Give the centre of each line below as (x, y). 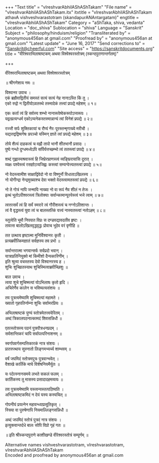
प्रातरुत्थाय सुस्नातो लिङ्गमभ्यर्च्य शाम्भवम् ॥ (38, 349)
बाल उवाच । (15, 277)
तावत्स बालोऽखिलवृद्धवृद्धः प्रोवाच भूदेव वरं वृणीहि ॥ (42, 226)
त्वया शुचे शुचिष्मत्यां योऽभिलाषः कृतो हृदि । (37, 282)
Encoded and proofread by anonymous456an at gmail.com (64, 455)
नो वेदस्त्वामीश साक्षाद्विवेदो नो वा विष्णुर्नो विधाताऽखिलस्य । (49, 174)
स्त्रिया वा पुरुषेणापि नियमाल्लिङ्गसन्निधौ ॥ (37, 410)
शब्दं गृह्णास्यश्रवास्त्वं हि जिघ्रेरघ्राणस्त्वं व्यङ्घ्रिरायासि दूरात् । (49, 159)
